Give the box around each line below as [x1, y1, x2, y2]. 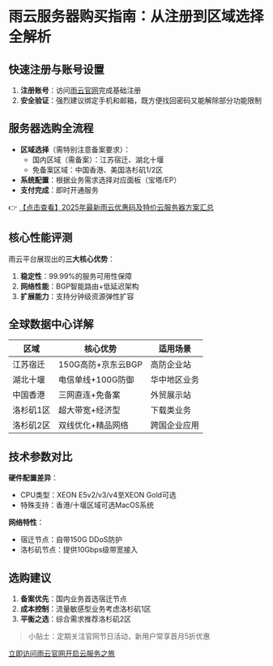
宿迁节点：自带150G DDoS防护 [19, 535, 123, 544]
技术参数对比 [8, 450, 73, 463]
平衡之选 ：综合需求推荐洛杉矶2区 [19, 614, 132, 624]
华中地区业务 [150, 374, 200, 386]
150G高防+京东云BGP [58, 359, 143, 370]
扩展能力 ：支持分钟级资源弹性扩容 [19, 291, 134, 301]
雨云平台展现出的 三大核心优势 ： [8, 254, 115, 263]
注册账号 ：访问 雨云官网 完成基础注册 [19, 86, 142, 95]
